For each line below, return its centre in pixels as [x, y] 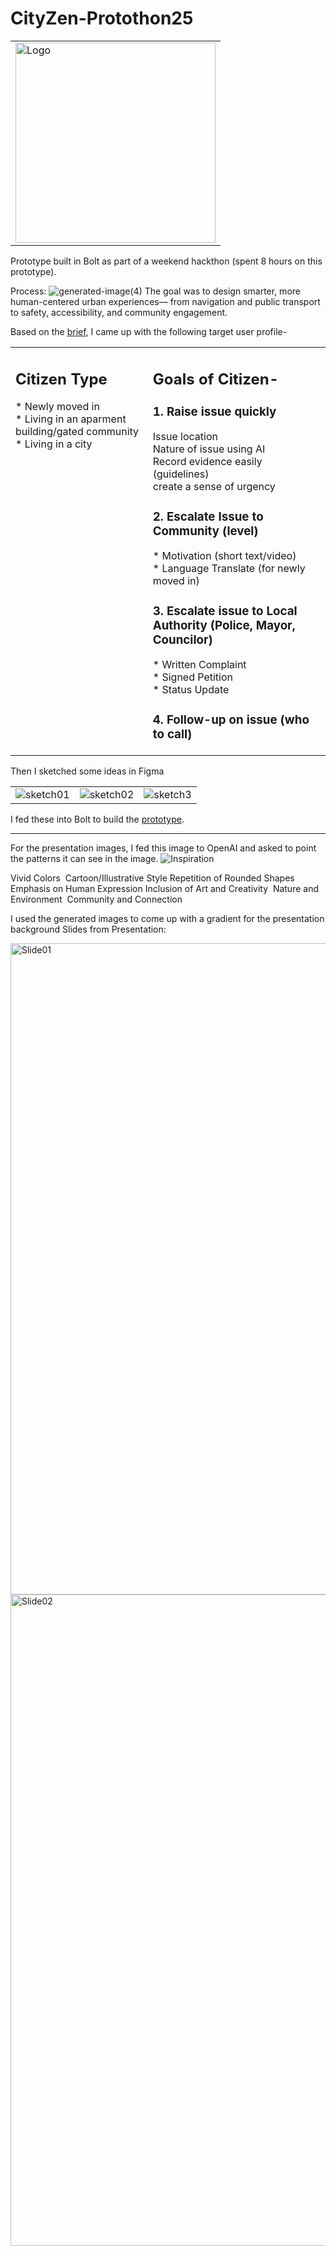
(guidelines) [181, 474]
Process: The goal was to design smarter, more [155, 291]
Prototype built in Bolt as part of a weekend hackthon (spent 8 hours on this [166, 261]
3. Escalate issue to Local [225, 611]
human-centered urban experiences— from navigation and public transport [165, 301]
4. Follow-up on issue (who [231, 719]
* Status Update [191, 690]
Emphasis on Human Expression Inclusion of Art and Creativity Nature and [164, 889]
